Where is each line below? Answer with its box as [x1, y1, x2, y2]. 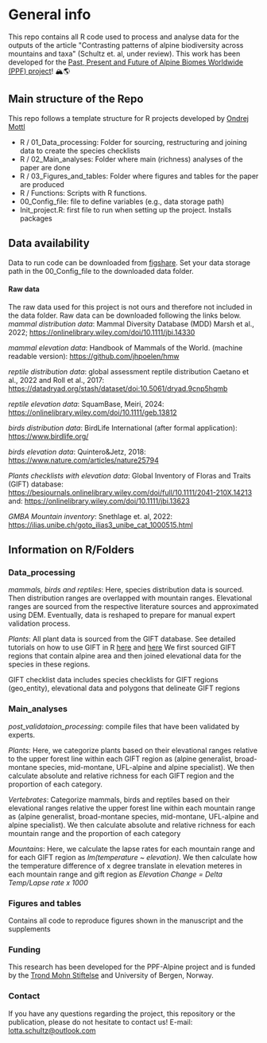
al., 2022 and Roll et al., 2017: [8, 375, 105, 385]
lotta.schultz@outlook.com [8, 1025, 97, 1035]
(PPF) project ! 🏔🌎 [8, 66, 71, 76]
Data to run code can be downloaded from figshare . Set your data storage [8, 257, 251, 268]
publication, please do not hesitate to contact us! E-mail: [8, 1017, 193, 1026]
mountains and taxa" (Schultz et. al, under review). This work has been [8, 49, 241, 58]
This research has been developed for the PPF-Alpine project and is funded [8, 962, 256, 972]
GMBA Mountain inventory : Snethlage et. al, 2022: [8, 511, 173, 521]
